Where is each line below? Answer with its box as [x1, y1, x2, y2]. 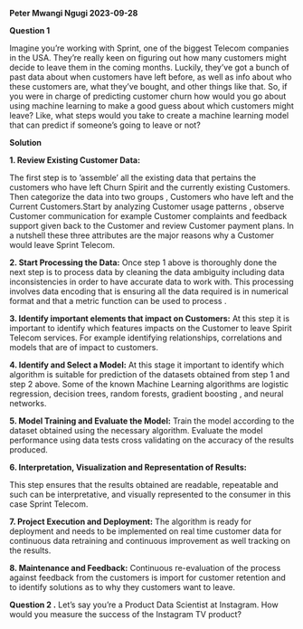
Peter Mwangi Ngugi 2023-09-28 [9, 8, 138, 18]
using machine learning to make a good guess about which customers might [9, 100, 294, 111]
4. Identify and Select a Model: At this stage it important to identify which [9, 359, 285, 370]
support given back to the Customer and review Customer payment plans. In [9, 221, 294, 231]
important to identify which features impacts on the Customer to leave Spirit [9, 323, 292, 333]
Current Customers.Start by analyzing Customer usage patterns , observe [9, 201, 285, 212]
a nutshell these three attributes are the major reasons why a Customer [9, 230, 274, 241]
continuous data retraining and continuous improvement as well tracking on [9, 536, 291, 546]
